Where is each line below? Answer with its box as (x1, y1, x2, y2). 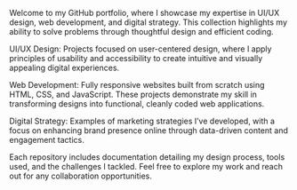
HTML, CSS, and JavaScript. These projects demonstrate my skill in (9, 89, 258, 99)
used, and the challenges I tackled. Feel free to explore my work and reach (9, 162, 283, 171)
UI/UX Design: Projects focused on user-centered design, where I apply (9, 44, 272, 54)
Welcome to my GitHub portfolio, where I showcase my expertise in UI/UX (9, 8, 280, 18)
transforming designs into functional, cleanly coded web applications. (9, 99, 265, 109)
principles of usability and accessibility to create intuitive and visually (9, 53, 263, 63)
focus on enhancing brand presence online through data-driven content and (9, 125, 289, 136)
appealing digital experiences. (9, 62, 120, 73)
